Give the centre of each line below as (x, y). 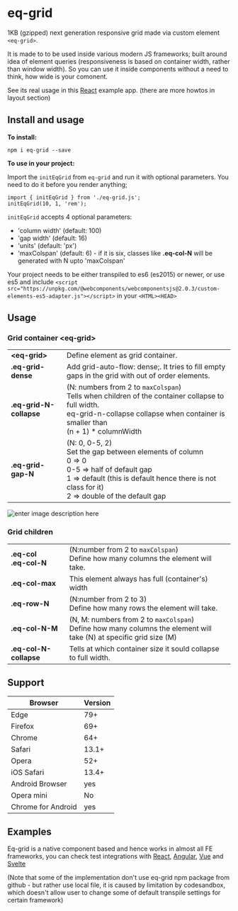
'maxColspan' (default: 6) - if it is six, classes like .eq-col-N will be (115, 253)
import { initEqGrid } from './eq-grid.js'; (74, 197)
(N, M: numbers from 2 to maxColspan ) (132, 619)
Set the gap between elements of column (135, 452)
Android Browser (39, 783)
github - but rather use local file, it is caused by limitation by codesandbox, (116, 885)
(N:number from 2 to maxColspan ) (124, 549)
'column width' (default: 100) (59, 230)
